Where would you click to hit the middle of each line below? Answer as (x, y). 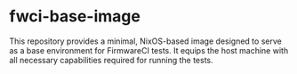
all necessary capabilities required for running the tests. (111, 60)
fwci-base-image (75, 16)
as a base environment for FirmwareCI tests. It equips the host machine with (149, 50)
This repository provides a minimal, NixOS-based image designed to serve (145, 41)
